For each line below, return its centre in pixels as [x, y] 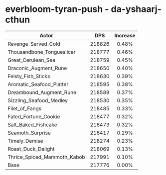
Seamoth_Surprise [29, 133]
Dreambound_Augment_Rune [42, 92]
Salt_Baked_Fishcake [32, 124]
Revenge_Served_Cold [34, 44]
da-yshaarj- [136, 9]
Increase [125, 35]
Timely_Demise [25, 141]
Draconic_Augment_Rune [37, 68]
